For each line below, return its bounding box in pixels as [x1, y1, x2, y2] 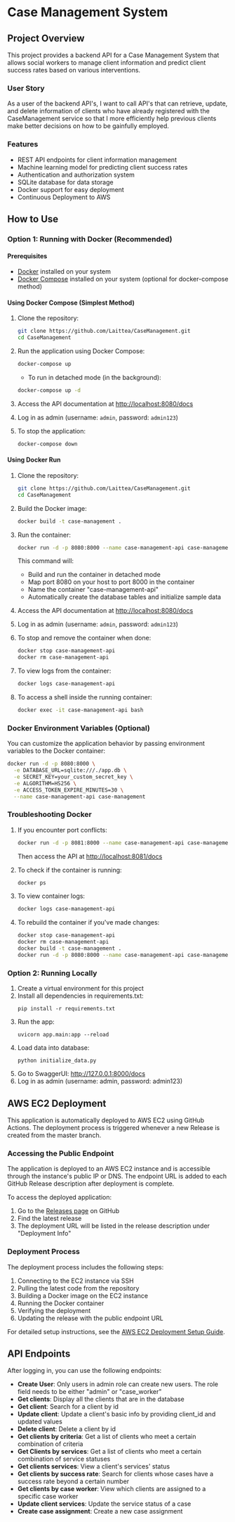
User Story [7, 83, 45, 93]
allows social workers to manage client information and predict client [7, 58, 206, 67]
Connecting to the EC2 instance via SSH [17, 1276, 135, 1285]
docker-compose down [17, 440, 78, 448]
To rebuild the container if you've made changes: [17, 918, 160, 927]
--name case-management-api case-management [13, 793, 146, 800]
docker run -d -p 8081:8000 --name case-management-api [17, 839, 184, 846]
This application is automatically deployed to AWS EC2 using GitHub [7, 1116, 205, 1124]
